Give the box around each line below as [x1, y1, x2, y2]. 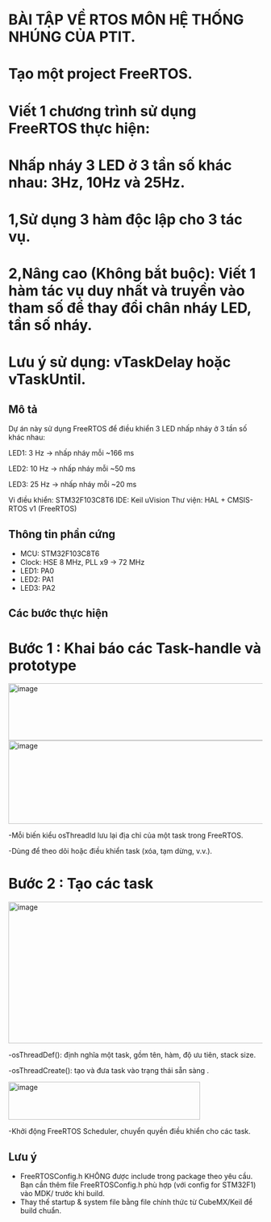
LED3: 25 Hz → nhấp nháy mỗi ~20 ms [8, 480, 137, 490]
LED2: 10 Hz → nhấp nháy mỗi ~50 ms [8, 464, 135, 473]
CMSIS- [227, 495, 254, 505]
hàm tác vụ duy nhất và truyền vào [8, 282, 245, 300]
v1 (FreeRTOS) [29, 504, 77, 514]
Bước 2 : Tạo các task [8, 875, 154, 893]
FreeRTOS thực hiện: [8, 119, 151, 138]
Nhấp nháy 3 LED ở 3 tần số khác [8, 156, 232, 174]
